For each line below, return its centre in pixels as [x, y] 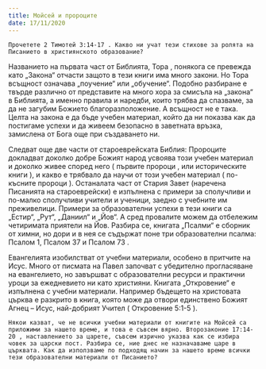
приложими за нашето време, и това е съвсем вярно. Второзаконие [118, 329]
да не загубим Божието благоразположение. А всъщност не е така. [123, 109]
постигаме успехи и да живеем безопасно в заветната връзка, [116, 125]
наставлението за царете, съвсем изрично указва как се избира [133, 336]
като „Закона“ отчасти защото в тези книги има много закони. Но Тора [128, 75]
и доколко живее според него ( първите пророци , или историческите [127, 166]
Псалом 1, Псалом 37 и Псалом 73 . [69, 242]
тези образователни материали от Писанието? [83, 357]
